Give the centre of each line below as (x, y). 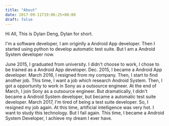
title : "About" (21, 10)
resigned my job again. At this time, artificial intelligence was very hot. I (80, 108)
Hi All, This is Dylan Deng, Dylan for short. (49, 34)
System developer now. (30, 54)
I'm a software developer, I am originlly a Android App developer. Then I (80, 44)
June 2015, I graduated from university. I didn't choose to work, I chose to (82, 65)
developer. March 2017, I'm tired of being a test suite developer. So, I (77, 102)
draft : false (19, 19)
